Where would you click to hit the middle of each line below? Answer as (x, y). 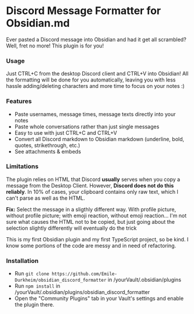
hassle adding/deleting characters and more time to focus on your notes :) (96, 86)
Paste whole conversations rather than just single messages (87, 127)
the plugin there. (34, 305)
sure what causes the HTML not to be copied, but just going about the (91, 221)
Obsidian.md (38, 23)
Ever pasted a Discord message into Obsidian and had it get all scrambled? (96, 39)
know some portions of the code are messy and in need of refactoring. (91, 245)
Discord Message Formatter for (84, 11)
